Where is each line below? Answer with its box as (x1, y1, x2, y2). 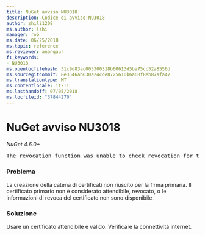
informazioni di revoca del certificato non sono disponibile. (6, 193, 154, 201)
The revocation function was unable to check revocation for (6, 152, 193, 159)
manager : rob (6, 32, 40, 38)
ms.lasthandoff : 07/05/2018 (6, 89, 78, 95)
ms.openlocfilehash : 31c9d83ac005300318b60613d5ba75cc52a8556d (6, 65, 171, 72)
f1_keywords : (6, 54, 40, 60)
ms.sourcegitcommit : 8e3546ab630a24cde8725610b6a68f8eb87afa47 (6, 71, 171, 78)
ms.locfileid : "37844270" (6, 94, 72, 100)
